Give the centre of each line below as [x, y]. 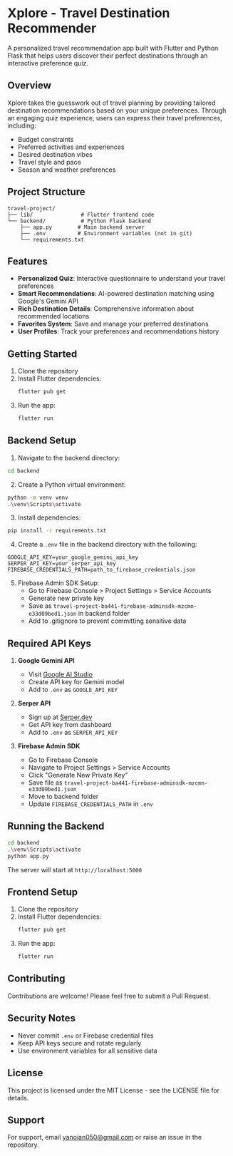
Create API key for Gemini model [76, 682]
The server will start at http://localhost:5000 [75, 869]
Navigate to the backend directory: [69, 458]
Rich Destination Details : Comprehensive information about [106, 309]
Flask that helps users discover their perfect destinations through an [108, 56]
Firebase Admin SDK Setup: [58, 583]
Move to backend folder [63, 797]
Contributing [36, 979]
